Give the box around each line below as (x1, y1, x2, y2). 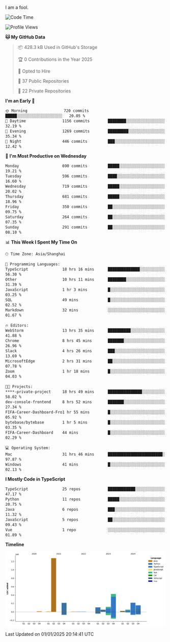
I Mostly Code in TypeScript (5, 476, 65, 482)
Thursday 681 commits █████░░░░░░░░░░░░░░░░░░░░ (5, 194, 165, 199)
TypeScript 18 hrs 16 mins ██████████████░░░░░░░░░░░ (5, 267, 165, 272)
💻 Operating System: (5, 446, 51, 451)
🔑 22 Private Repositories (17, 88, 71, 94)
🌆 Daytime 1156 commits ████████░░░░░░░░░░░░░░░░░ (5, 118, 165, 124)
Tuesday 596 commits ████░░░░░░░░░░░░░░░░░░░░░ (5, 174, 165, 179)
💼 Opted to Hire (17, 68, 51, 74)
